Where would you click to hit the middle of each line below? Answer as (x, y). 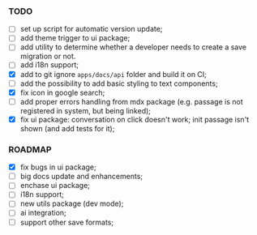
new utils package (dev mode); (72, 203)
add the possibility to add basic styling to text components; (119, 83)
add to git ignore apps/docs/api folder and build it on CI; (113, 74)
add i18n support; (49, 65)
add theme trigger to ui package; (75, 38)
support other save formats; (67, 222)
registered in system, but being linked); (86, 110)
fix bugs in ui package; (58, 167)
